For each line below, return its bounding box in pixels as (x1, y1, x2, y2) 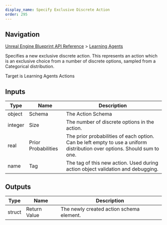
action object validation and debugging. (66, 166, 159, 172)
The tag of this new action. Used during (66, 160, 159, 167)
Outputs (5, 182, 31, 191)
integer (7, 122, 24, 129)
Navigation (5, 30, 40, 39)
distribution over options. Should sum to (66, 145, 160, 152)
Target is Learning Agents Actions (5, 73, 75, 79)
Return (26, 205, 42, 212)
